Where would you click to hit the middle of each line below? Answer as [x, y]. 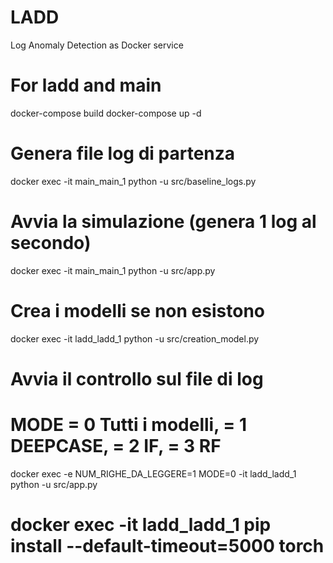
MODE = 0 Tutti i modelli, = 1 [129, 425]
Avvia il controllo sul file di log [137, 378]
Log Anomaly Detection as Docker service [97, 45]
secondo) [51, 243]
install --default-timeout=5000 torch [167, 546]
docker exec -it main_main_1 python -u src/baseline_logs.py [133, 181]
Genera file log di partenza [123, 153]
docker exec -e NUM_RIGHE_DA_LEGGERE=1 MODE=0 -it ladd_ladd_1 [153, 473]
